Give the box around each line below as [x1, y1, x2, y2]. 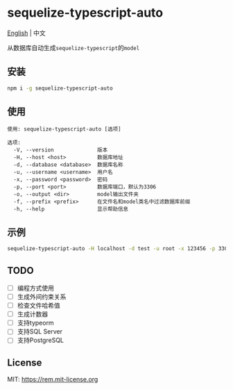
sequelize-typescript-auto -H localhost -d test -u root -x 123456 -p [7, 245, 216, 252]
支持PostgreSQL [17, 336, 64, 345]
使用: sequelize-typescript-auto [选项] [7, 126, 121, 133]
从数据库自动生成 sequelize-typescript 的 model [7, 43, 140, 51]
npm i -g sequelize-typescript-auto [7, 85, 113, 92]
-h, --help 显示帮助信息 [13, 206, 128, 213]
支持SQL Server [17, 327, 62, 336]
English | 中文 [7, 29, 46, 37]
